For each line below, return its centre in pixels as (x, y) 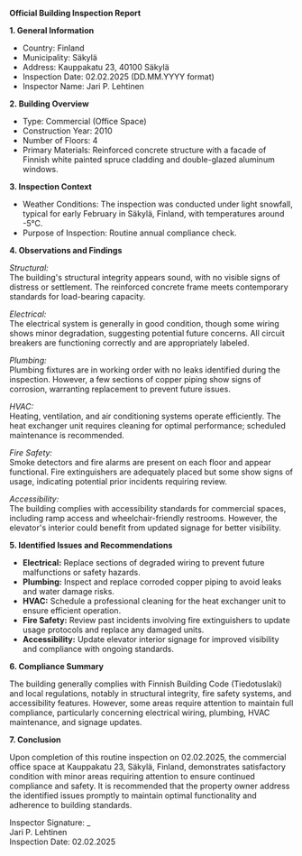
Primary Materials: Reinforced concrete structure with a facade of (144, 150)
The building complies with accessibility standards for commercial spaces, (148, 508)
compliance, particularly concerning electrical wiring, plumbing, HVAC (140, 713)
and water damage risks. (69, 591)
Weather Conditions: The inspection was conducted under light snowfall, (157, 204)
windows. (40, 169)
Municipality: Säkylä (59, 57)
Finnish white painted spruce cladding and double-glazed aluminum (148, 160)
